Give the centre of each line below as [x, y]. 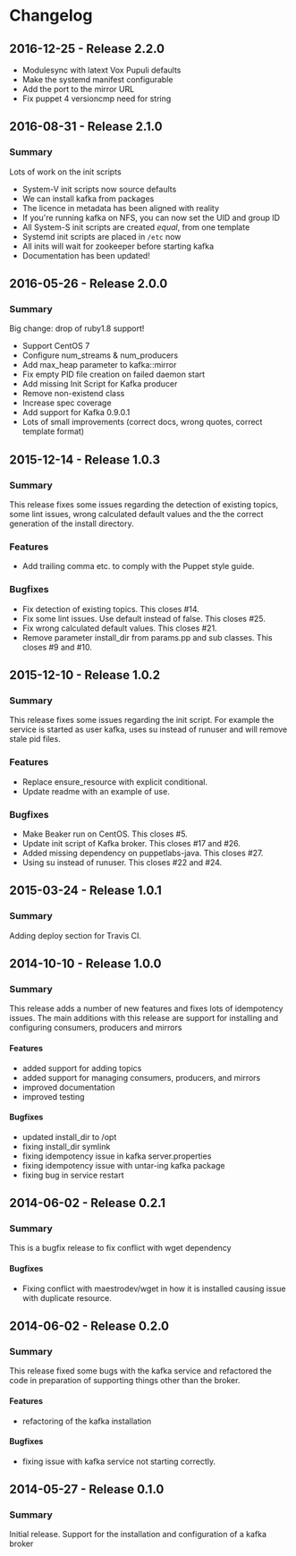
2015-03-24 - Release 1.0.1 [86, 891]
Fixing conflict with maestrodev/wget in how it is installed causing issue [154, 1288]
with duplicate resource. [67, 1297]
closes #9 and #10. [57, 647]
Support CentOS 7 [56, 346]
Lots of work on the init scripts [66, 172]
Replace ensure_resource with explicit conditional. [115, 782]
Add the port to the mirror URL [78, 89]
